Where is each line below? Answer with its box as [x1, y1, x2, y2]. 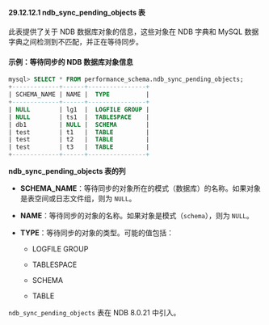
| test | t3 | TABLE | [8, 143, 150, 151]
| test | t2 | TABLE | [8, 136, 150, 144]
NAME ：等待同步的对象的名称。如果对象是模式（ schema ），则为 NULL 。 [19, 211, 254, 221]
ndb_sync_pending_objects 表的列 [8, 167, 127, 176]
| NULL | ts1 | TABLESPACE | [8, 113, 150, 121]
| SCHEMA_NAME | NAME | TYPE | [8, 91, 150, 99]
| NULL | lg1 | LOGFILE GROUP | [8, 105, 150, 113]
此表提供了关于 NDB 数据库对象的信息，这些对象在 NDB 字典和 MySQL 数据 [8, 27, 259, 36]
